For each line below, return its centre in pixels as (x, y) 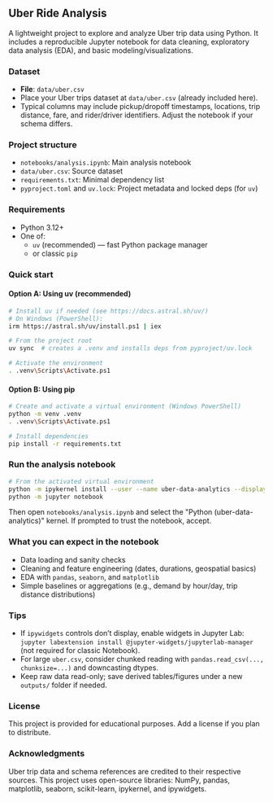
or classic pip (55, 253)
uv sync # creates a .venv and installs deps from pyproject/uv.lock (130, 348)
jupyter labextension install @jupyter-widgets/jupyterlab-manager (136, 642)
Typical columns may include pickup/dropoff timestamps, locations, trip (140, 107)
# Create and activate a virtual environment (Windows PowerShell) (125, 406)
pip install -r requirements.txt (65, 444)
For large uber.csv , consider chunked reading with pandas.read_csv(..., (142, 660)
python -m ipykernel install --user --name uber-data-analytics (119, 489)
